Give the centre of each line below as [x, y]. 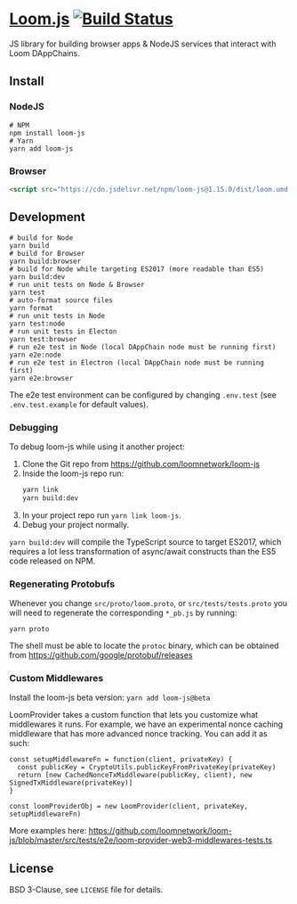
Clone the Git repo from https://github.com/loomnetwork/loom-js [141, 464]
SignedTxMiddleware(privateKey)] [71, 783]
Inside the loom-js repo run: [73, 473]
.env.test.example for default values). [79, 404]
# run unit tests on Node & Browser [77, 284]
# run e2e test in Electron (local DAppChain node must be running [137, 362]
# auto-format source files [61, 300]
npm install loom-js [48, 133]
